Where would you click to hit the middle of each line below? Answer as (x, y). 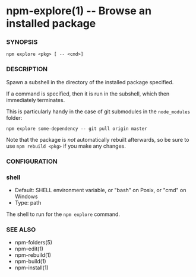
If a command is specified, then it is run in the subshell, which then (88, 94)
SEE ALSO (21, 230)
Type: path (28, 203)
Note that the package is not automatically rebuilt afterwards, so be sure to (98, 139)
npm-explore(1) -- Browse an (79, 11)
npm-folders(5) (33, 243)
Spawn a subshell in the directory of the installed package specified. (90, 82)
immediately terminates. (36, 100)
